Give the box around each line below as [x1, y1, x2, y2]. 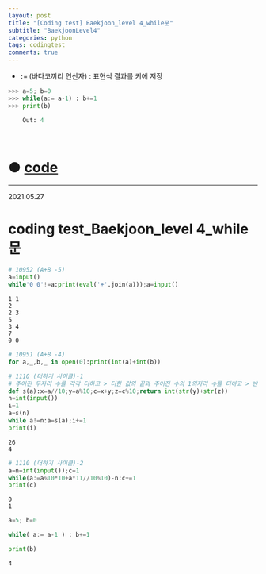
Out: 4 [22, 116, 44, 124]
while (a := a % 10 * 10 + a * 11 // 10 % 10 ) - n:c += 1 [8, 474, 136, 482]
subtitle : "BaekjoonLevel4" [8, 26, 101, 34]
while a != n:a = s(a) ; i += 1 [8, 417, 87, 425]
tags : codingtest [8, 41, 66, 49]
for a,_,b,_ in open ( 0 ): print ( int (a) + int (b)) [8, 358, 161, 366]
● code [8, 158, 59, 176]
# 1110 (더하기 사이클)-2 [8, 459, 84, 467]
